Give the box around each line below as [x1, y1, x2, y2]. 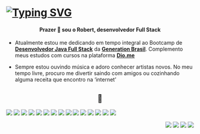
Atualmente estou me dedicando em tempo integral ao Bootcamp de [14, 39, 183, 46]
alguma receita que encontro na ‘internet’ [14, 76, 117, 83]
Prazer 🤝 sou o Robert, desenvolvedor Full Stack [39, 26, 161, 33]
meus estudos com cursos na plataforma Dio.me [14, 52, 135, 59]
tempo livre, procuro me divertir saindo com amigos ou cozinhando [14, 70, 180, 77]
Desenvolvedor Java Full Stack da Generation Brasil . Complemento [14, 45, 183, 53]
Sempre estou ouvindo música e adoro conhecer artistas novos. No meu [14, 63, 193, 71]
